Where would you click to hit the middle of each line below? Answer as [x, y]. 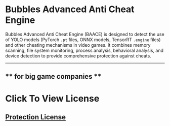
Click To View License [52, 98]
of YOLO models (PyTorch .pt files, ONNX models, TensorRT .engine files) [83, 40]
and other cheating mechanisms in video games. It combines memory [78, 45]
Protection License [35, 117]
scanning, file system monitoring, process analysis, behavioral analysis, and [84, 50]
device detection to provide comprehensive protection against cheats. [78, 56]
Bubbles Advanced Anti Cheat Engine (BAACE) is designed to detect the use [85, 34]
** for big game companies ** [53, 76]
